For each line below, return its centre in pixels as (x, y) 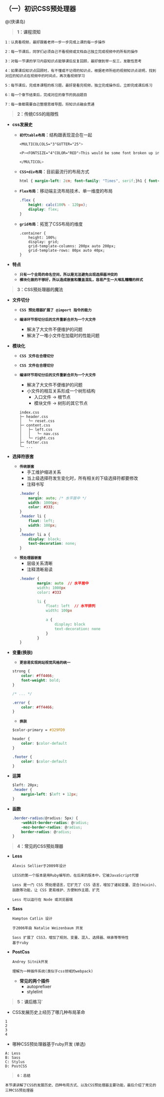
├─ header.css (34, 416)
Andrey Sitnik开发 (30, 962)
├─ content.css (35, 425)
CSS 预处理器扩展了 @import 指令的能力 (55, 310)
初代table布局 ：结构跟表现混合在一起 (56, 135)
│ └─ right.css (37, 438)
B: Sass (13, 1058)
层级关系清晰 (40, 563)
